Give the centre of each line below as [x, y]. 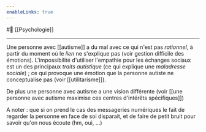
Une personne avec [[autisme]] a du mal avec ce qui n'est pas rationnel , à [100, 47]
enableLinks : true [30, 12]
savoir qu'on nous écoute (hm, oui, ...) [54, 122]
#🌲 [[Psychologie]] [30, 29]
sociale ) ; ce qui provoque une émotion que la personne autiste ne [90, 73]
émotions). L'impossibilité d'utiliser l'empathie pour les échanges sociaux [99, 60]
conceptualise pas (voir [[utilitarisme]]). [56, 79]
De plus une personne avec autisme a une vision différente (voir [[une [94, 91]
